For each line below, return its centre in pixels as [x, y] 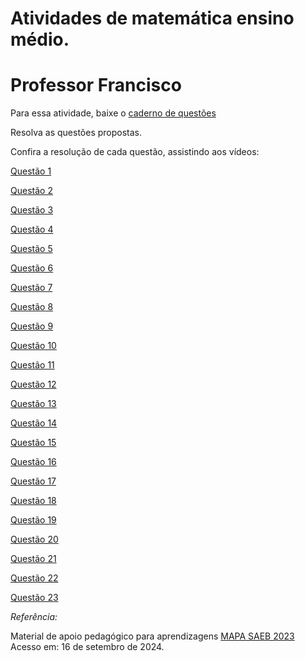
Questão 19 [33, 520]
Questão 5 [31, 249]
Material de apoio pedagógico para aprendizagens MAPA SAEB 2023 [152, 636]
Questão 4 [32, 229]
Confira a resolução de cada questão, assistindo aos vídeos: [135, 152]
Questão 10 [33, 346]
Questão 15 [33, 443]
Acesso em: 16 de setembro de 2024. [87, 647]
